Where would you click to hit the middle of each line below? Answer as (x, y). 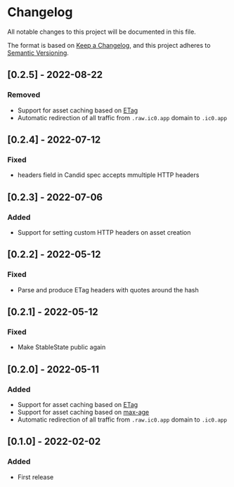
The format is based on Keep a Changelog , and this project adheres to (109, 45)
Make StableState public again (61, 347)
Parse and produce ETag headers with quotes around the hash (108, 290)
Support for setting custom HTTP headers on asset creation (104, 232)
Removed (24, 95)
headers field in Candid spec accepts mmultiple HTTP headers (108, 175)
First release (35, 477)
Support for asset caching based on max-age (83, 413)
